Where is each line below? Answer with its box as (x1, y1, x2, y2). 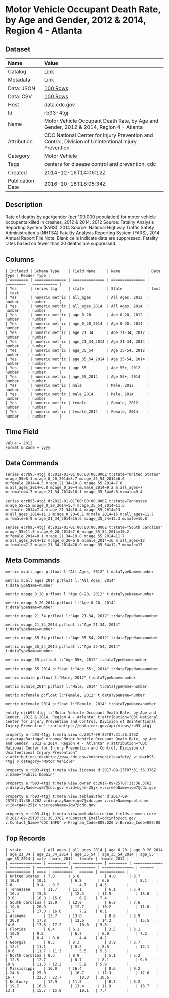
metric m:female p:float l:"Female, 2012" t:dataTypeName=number (5, 693, 145, 698)
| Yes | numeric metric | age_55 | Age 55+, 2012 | (5, 365, 150, 370)
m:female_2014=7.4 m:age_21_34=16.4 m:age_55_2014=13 (5, 507, 121, 513)
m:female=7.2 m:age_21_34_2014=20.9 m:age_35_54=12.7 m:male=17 (5, 542, 143, 548)
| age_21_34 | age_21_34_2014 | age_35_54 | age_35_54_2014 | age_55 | (5, 852, 158, 857)
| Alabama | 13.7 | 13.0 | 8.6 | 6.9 (5, 913, 141, 919)
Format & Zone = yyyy (5, 445, 51, 450)
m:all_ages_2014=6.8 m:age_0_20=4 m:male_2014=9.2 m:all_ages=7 (5, 485, 143, 490)
